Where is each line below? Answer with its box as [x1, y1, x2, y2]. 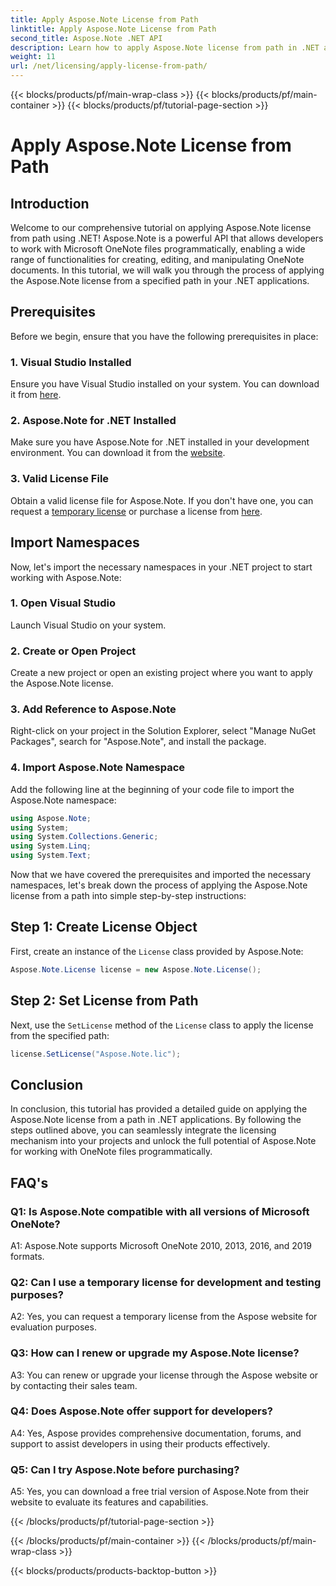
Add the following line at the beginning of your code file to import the [10, 783, 295, 795]
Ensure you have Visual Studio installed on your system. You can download [10, 378, 320, 390]
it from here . [10, 389, 62, 401]
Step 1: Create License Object [10, 919, 198, 936]
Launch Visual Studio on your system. [10, 619, 167, 631]
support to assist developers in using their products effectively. [10, 1437, 271, 1450]
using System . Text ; [10, 851, 92, 861]
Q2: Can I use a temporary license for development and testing [10, 1275, 322, 1289]
